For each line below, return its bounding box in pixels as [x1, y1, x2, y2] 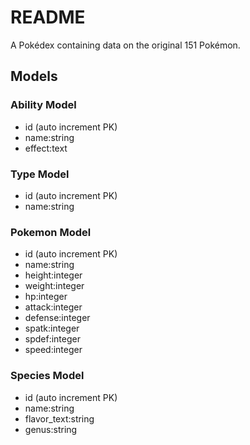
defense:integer [24, 312, 91, 324]
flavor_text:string [24, 412, 95, 425]
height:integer [24, 269, 83, 281]
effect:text [24, 142, 68, 154]
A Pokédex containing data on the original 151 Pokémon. [10, 39, 241, 51]
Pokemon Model [10, 225, 92, 239]
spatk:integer [24, 322, 80, 335]
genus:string [24, 423, 78, 435]
